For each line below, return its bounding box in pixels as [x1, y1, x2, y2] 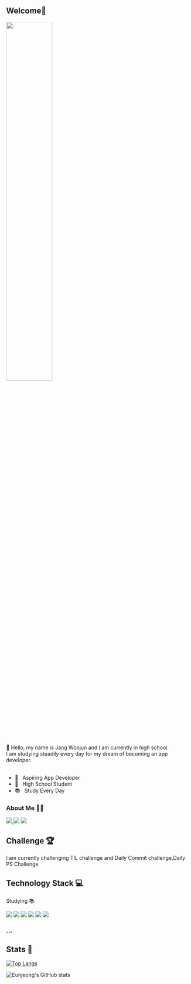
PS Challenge [6, 860, 39, 867]
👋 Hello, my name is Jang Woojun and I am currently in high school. [6, 744, 169, 751]
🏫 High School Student [14, 780, 73, 787]
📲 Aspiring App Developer [14, 774, 80, 781]
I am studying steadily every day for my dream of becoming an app [6, 750, 168, 757]
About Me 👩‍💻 [6, 804, 44, 812]
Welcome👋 [6, 6, 47, 16]
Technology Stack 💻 [6, 878, 84, 889]
